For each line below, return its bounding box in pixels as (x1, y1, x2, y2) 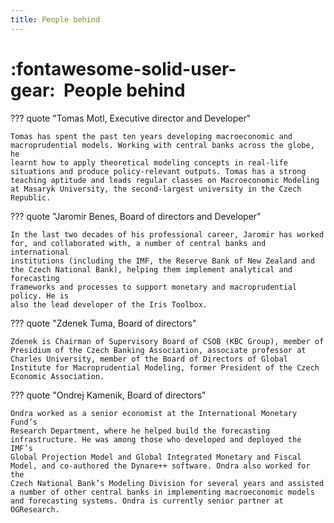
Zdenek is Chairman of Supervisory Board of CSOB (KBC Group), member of (10, 336, 325, 346)
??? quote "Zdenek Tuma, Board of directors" (10, 317, 197, 329)
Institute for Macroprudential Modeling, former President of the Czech (10, 362, 320, 373)
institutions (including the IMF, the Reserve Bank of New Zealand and (10, 256, 315, 266)
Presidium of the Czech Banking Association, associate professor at (10, 345, 307, 355)
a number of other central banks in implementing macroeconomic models (10, 487, 315, 497)
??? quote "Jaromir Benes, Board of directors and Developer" (10, 210, 262, 222)
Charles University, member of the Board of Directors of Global (10, 354, 288, 364)
